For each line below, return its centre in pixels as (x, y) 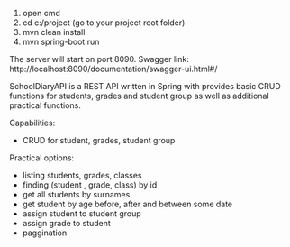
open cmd (41, 13)
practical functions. (45, 105)
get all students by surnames (76, 194)
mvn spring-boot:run (61, 41)
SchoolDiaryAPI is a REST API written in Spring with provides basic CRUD (145, 86)
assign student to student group (82, 214)
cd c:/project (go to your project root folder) (104, 23)
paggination (45, 233)
